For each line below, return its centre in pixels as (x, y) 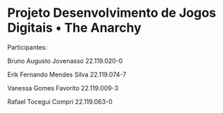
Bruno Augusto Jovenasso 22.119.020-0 (65, 60)
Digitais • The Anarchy (75, 28)
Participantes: (27, 47)
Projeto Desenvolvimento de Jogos (112, 13)
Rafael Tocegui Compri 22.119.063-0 (60, 101)
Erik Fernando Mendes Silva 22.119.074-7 (67, 74)
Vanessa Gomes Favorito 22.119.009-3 (63, 88)
